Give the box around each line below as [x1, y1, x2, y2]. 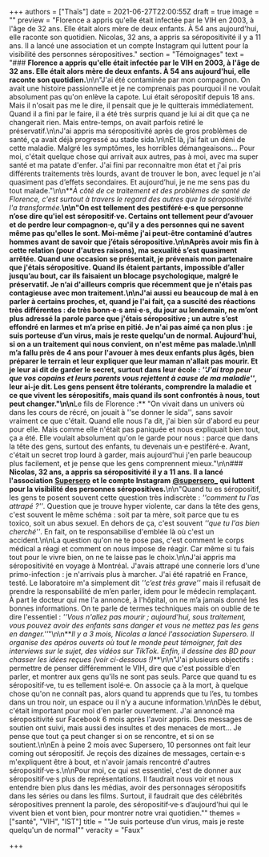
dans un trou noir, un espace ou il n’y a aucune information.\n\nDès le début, [9, 697, 262, 707]
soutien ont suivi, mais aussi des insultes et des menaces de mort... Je [9, 723, 243, 733]
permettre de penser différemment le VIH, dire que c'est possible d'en [9, 664, 240, 672]
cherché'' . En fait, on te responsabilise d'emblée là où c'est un [9, 527, 215, 536]
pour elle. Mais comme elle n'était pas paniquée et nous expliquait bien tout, [9, 424, 261, 434]
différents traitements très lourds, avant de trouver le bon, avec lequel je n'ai [9, 169, 261, 178]
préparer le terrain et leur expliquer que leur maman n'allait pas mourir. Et [9, 356, 259, 366]
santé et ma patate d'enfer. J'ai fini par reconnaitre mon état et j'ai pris [9, 160, 242, 169]
